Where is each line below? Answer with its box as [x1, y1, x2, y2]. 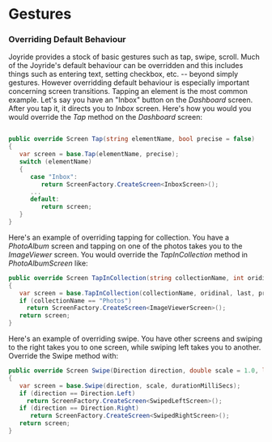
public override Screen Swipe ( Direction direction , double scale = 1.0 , [8, 367, 259, 375]
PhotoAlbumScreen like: [8, 258, 88, 268]
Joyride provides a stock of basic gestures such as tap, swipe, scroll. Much [8, 52, 261, 62]
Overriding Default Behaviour [8, 34, 127, 45]
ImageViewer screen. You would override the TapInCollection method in [8, 249, 249, 259]
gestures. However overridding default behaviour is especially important [8, 78, 249, 87]
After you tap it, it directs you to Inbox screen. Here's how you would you [8, 104, 252, 113]
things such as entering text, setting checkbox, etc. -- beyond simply [8, 70, 239, 79]
